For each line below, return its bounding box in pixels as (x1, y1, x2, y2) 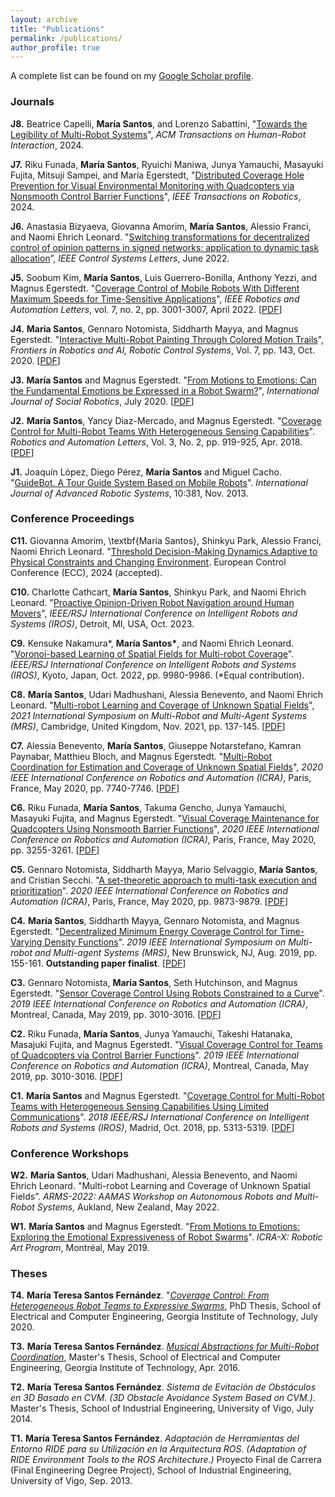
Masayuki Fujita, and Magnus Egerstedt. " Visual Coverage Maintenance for (10, 812, 320, 824)
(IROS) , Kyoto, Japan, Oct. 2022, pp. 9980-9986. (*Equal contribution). (10, 669, 305, 681)
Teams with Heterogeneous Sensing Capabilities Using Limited (10, 1100, 270, 1112)
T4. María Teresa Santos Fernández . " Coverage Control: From (10, 1289, 270, 1301)
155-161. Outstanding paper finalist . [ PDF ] (10, 957, 187, 969)
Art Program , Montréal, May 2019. (10, 1242, 150, 1254)
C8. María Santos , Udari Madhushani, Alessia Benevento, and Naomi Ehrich (10, 688, 324, 700)
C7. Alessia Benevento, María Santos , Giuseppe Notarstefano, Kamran (10, 739, 302, 751)
